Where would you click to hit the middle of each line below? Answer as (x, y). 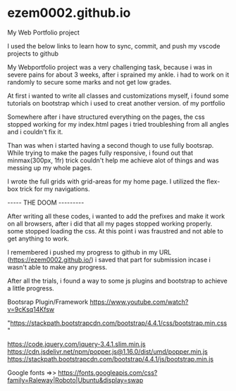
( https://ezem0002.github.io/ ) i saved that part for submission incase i (109, 259)
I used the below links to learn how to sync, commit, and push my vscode (114, 46)
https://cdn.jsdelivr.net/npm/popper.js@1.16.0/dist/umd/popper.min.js (107, 351)
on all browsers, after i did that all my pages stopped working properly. (110, 224)
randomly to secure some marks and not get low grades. (89, 82)
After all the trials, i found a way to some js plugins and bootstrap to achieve (117, 281)
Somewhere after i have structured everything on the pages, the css (106, 117)
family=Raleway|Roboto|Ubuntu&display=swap (75, 380)
